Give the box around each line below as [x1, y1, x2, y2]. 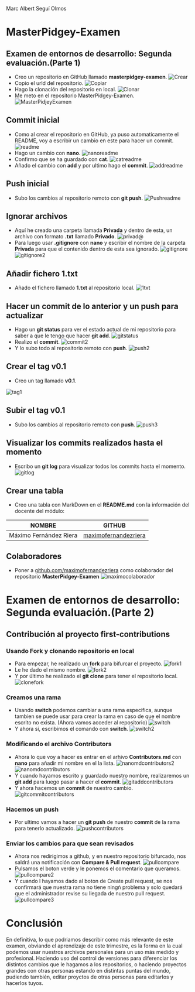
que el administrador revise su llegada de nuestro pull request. [14, 890, 166, 897]
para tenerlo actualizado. [14, 825, 75, 832]
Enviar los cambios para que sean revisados [6, 839, 134, 847]
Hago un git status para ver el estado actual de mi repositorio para [14, 326, 176, 333]
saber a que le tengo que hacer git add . [14, 332, 111, 339]
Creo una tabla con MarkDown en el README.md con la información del [14, 501, 190, 508]
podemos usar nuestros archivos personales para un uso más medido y [6, 949, 179, 956]
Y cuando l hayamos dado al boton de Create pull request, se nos [14, 878, 173, 885]
